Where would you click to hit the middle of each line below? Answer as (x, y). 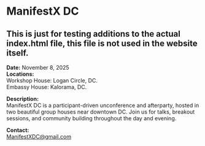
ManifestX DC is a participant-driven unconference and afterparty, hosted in (103, 105)
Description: (22, 99)
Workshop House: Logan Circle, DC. (52, 80)
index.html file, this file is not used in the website (102, 43)
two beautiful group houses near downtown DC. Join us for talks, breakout (101, 112)
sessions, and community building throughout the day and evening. (91, 118)
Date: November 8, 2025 (38, 68)
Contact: (18, 130)
